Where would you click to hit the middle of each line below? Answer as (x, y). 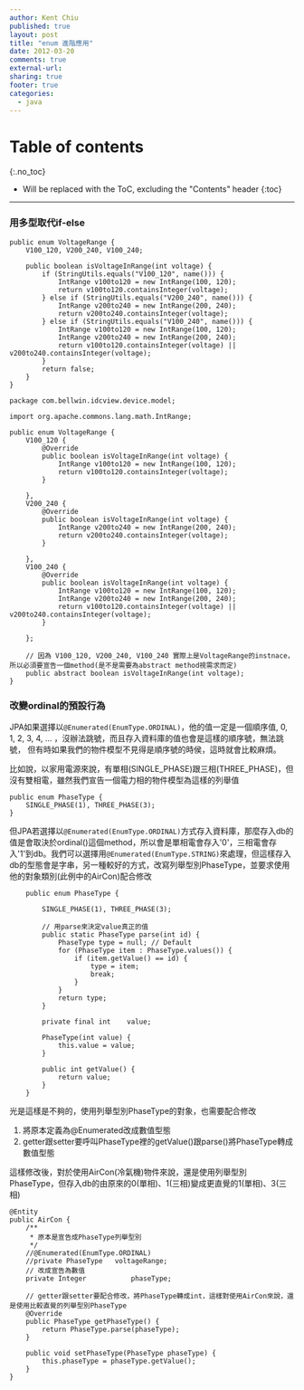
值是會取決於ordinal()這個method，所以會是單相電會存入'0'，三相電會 (139, 842)
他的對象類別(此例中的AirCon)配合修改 (81, 876)
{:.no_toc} (28, 172)
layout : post (34, 34)
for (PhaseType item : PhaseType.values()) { (145, 950)
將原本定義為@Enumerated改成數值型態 (97, 1130)
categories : (32, 93)
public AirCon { (40, 1219)
